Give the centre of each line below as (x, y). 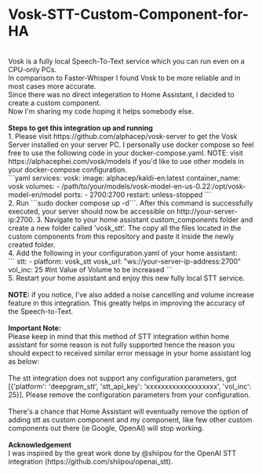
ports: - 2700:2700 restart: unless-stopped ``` (138, 195)
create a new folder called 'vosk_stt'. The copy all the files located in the (125, 228)
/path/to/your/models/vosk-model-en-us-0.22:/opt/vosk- (154, 186)
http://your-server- (207, 211)
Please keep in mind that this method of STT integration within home (119, 336)
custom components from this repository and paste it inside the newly (121, 236)
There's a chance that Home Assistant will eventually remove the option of (128, 411)
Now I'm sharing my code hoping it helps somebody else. (101, 111)
